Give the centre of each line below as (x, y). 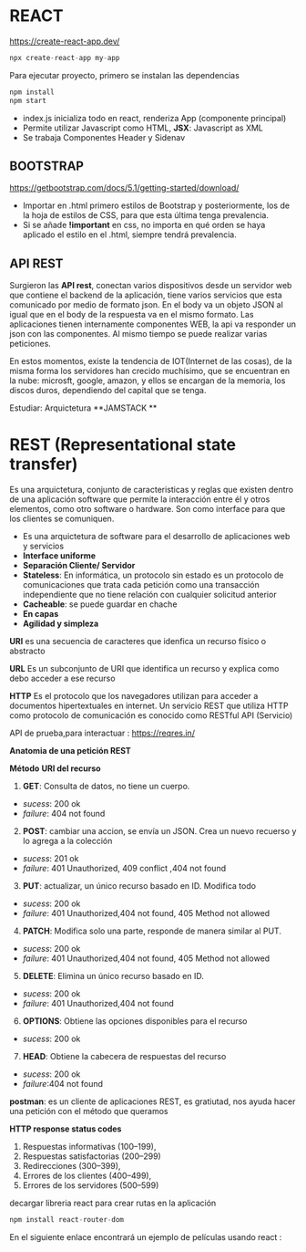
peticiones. (31, 344)
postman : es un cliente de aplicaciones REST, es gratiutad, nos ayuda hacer (153, 1101)
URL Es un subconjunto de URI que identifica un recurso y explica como (144, 669)
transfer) (44, 464)
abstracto (27, 651)
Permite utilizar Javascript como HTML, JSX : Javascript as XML (143, 128)
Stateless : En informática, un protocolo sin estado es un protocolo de (153, 575)
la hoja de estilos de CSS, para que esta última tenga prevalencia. (146, 215)
